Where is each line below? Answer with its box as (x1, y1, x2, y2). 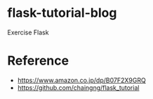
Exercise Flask (7, 28, 49, 37)
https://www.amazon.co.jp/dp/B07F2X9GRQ (17, 76, 146, 84)
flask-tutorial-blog (7, 5, 117, 21)
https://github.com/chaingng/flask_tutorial (17, 83, 140, 92)
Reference (7, 53, 69, 69)
